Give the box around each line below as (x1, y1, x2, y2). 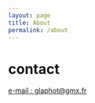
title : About (8, 19, 51, 27)
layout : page (8, 11, 51, 20)
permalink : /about (8, 26, 68, 34)
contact (8, 60, 60, 78)
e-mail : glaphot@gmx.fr (8, 86, 87, 95)
